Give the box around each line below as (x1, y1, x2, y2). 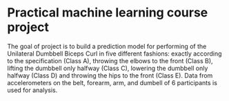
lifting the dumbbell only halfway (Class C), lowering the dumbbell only (7, 64, 208, 72)
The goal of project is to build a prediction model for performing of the (7, 42, 207, 50)
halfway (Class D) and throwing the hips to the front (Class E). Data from (7, 71, 213, 80)
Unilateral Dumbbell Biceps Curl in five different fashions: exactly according (7, 49, 222, 58)
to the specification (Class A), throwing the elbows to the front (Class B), (7, 56, 213, 65)
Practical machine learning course (7, 5, 208, 21)
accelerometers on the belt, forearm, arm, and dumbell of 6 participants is (7, 78, 217, 87)
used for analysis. (7, 86, 58, 94)
